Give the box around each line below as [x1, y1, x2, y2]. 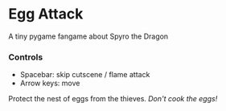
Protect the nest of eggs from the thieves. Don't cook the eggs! [8, 94, 218, 104]
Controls [8, 51, 43, 63]
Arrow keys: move [19, 78, 80, 88]
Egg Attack [8, 5, 84, 23]
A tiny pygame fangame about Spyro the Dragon [8, 31, 169, 41]
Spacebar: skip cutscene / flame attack [19, 70, 150, 80]
